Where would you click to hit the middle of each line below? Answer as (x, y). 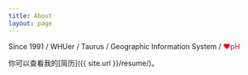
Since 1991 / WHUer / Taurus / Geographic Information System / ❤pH (124, 46)
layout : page (30, 23)
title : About (30, 16)
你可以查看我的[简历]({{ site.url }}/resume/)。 (84, 63)
